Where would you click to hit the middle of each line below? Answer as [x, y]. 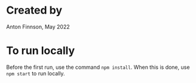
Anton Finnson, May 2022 [38, 27]
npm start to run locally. [36, 73]
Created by [34, 10]
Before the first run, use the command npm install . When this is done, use [98, 67]
